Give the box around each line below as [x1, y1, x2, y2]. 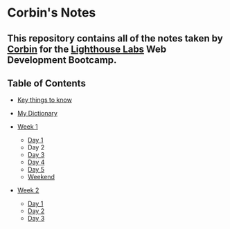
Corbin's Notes [7, 5, 96, 21]
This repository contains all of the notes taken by [7, 33, 223, 44]
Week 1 [17, 122, 38, 131]
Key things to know [17, 95, 73, 104]
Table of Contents [7, 77, 87, 89]
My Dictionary [17, 109, 57, 118]
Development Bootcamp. [7, 54, 117, 66]
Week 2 [17, 186, 39, 194]
